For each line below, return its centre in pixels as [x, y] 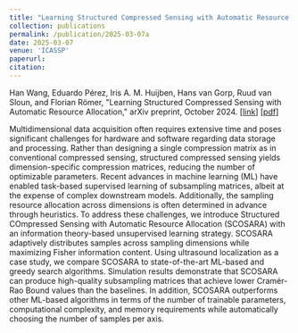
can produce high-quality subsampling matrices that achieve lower [132, 280]
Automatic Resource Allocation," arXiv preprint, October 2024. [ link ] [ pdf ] [144, 112]
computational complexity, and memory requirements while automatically [144, 309]
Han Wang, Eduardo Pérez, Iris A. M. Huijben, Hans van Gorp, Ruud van [141, 92]
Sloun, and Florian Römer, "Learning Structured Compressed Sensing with [145, 102]
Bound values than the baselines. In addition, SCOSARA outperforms [152, 290]
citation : [28, 68]
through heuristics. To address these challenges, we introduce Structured [145, 214]
